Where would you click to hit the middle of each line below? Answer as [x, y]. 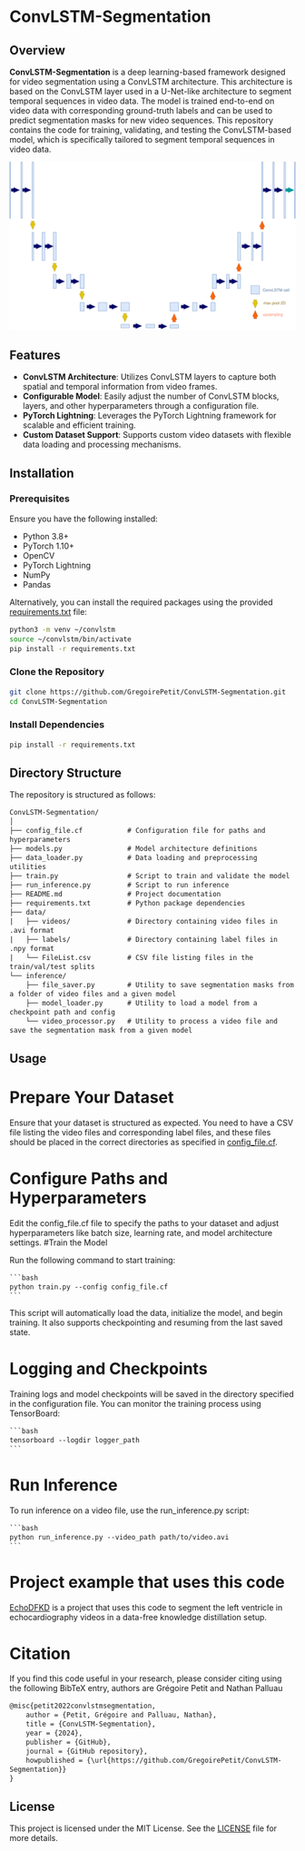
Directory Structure [66, 773]
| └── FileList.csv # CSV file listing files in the [132, 958]
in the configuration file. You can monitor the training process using [135, 1403]
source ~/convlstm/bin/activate [70, 639]
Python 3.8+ [46, 536]
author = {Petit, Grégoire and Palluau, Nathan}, [122, 1715]
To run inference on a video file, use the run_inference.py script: [129, 1510]
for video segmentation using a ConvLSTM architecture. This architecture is [151, 82]
